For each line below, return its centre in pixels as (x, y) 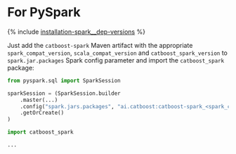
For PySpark (44, 12)
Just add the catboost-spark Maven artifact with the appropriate (100, 45)
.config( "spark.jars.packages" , (67, 106)
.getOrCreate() (42, 113)
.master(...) (39, 100)
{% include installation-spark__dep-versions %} (77, 32)
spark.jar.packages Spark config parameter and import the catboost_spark (116, 60)
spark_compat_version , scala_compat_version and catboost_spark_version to (118, 53)
